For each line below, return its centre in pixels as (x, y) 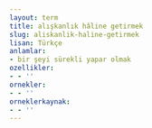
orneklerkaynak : (40, 101)
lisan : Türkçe (36, 43)
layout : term (34, 18)
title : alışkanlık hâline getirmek (76, 26)
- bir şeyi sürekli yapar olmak (70, 59)
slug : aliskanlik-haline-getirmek (75, 34)
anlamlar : (28, 51)
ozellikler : (32, 69)
